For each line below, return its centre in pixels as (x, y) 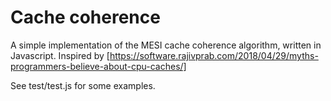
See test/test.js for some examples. (83, 85)
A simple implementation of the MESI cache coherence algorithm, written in (166, 45)
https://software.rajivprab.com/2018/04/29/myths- (214, 55)
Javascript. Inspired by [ (60, 55)
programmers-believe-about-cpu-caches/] (98, 66)
